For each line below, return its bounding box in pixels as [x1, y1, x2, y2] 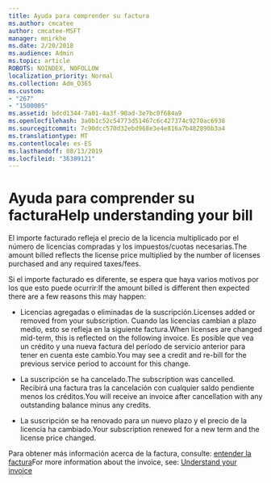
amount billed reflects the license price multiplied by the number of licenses [8, 250, 261, 260]
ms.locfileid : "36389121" [8, 154, 95, 162]
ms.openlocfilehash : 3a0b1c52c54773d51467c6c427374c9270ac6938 [8, 117, 226, 125]
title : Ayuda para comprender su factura [8, 11, 150, 20]
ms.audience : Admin [8, 49, 74, 57]
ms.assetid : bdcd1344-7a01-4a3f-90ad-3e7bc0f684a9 [8, 110, 182, 118]
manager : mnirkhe [8, 34, 67, 43]
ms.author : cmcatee [8, 19, 74, 27]
